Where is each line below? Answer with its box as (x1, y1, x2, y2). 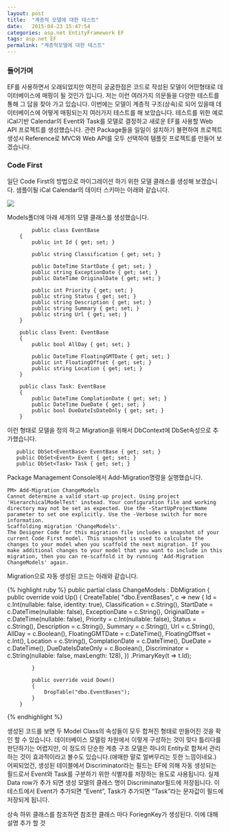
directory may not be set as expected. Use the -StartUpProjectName (7, 505, 207, 512)
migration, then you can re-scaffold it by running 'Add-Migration (7, 553, 205, 560)
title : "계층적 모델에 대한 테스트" (7, 16, 100, 23)
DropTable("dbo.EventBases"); (43, 688, 130, 696)
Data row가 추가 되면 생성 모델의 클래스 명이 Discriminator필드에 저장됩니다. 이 (7, 778, 220, 786)
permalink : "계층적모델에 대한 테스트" (7, 42, 105, 49)
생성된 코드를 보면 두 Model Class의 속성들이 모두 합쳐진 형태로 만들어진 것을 (7, 727, 214, 735)
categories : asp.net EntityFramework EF (7, 29, 125, 36)
